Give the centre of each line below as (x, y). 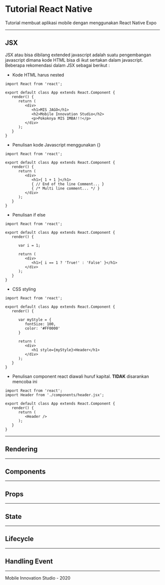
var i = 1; (29, 245)
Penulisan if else (29, 215)
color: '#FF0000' (42, 328)
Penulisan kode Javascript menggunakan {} (56, 145)
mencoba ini (25, 381)
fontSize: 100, (40, 324)
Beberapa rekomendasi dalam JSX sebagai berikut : (57, 65)
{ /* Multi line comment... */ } (65, 188)
